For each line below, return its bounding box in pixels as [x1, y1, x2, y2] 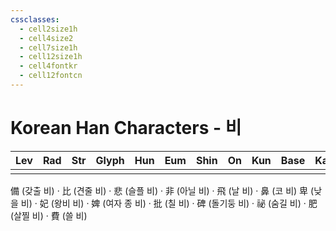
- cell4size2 [19, 33, 74, 43]
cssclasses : [10, 14, 60, 25]
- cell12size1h [19, 52, 83, 62]
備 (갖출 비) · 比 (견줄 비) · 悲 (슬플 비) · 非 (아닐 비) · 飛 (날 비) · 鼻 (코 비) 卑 [10, 184, 309, 196]
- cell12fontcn [19, 71, 83, 81]
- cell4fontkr [19, 61, 78, 71]
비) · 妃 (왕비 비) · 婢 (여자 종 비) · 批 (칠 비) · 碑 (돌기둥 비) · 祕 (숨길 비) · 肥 [20, 197, 318, 209]
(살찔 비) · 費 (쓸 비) [10, 209, 88, 221]
